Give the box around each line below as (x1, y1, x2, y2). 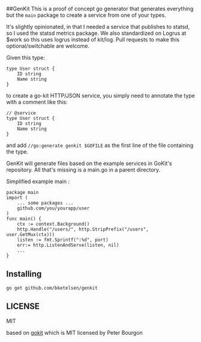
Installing (6, 269, 42, 279)
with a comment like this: (6, 99, 68, 105)
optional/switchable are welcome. (6, 42, 90, 49)
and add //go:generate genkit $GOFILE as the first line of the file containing (6, 141, 194, 149)
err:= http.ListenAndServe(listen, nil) (17, 242, 119, 248)
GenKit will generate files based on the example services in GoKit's (6, 160, 172, 167)
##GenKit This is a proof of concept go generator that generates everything (6, 5, 194, 12)
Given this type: (6, 54, 45, 61)
